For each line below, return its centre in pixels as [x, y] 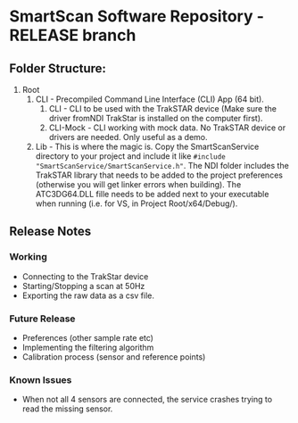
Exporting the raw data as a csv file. [88, 295]
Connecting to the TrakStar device [85, 276]
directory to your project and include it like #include [130, 156]
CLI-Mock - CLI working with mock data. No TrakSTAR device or [167, 128]
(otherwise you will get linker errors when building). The [138, 184]
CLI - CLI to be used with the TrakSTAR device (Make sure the [162, 108]
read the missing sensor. [67, 409]
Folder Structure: [58, 68]
